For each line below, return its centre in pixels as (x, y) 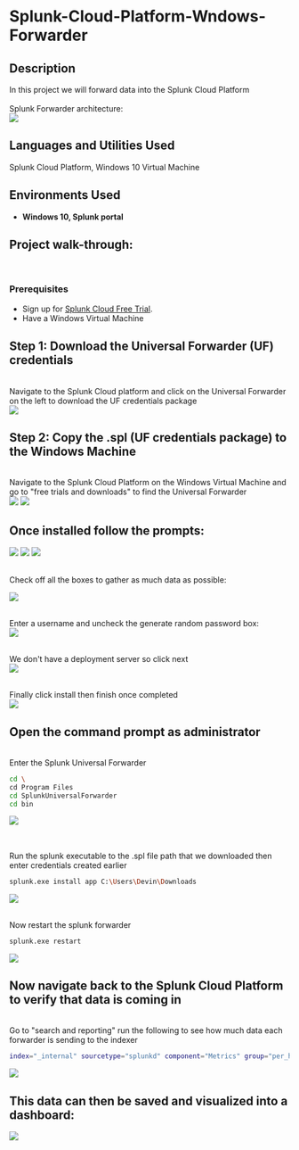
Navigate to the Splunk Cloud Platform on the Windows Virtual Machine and (148, 483)
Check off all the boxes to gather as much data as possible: (118, 580)
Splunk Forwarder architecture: (66, 108)
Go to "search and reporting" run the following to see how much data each (146, 1030)
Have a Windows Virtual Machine (83, 318)
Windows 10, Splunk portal (73, 217)
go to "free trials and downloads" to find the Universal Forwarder (128, 492)
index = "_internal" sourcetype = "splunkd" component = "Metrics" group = (139, 1056)
